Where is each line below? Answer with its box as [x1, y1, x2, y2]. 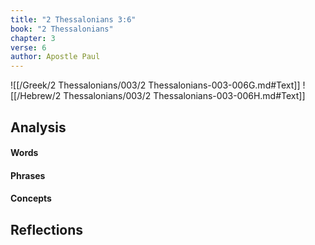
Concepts [10, 192, 52, 205]
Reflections [10, 221, 84, 238]
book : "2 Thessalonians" [10, 24, 114, 34]
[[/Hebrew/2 [10, 90, 62, 102]
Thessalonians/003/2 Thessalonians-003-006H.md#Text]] [63, 90, 306, 102]
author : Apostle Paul [10, 52, 101, 62]
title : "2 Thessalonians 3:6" [10, 14, 137, 25]
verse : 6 [10, 42, 47, 53]
